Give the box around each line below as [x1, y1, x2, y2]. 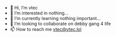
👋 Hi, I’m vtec [10, 5, 38, 10]
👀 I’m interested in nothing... [10, 10, 69, 16]
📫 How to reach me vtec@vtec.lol [10, 26, 82, 32]
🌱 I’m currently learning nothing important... [10, 15, 101, 21]
